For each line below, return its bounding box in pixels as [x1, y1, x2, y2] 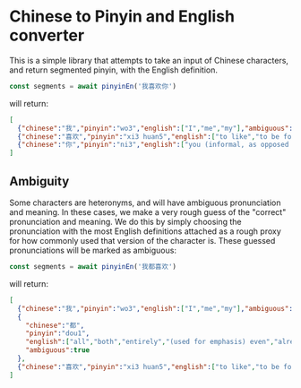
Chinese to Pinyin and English [9, 6, 236, 27]
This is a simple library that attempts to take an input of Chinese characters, [9, 55, 289, 65]
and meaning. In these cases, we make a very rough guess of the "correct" [9, 207, 287, 217]
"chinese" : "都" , [25, 321, 85, 330]
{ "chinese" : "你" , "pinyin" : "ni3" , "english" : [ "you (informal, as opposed [17, 141, 289, 150]
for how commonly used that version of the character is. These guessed [9, 236, 276, 246]
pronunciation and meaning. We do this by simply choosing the [9, 217, 242, 227]
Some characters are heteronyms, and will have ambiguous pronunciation [9, 197, 281, 208]
